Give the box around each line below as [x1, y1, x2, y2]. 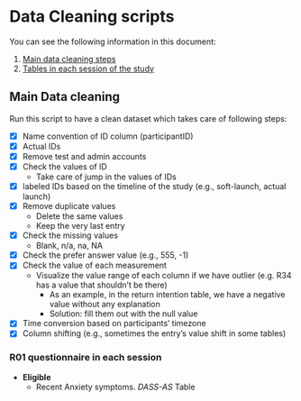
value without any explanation [49, 299, 160, 310]
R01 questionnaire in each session [9, 351, 162, 364]
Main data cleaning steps [22, 53, 116, 64]
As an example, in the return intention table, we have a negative [49, 289, 286, 300]
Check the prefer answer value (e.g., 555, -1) [22, 250, 189, 260]
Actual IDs [22, 141, 61, 151]
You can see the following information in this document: [9, 36, 216, 47]
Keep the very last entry [35, 221, 125, 232]
